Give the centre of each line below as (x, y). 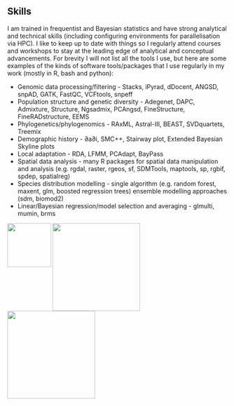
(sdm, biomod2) (41, 198)
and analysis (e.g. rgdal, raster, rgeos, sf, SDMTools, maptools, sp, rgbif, (121, 168)
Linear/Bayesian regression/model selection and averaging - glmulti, (116, 205)
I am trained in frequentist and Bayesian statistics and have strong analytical (117, 28)
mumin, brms (36, 213)
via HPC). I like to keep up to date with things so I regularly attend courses (114, 43)
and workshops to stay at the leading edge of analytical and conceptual (111, 50)
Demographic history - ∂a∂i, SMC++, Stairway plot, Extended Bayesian (120, 139)
